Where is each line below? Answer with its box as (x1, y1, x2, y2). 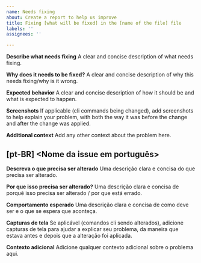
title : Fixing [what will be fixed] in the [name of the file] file (6, 20, 182, 26)
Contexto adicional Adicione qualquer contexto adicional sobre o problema (6, 243, 194, 250)
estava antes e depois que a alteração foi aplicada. (6, 232, 132, 239)
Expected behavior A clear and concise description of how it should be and (6, 89, 194, 96)
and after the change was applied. (6, 120, 91, 127)
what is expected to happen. (6, 96, 77, 103)
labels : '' (6, 25, 34, 32)
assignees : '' (6, 31, 42, 37)
